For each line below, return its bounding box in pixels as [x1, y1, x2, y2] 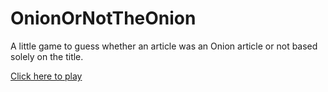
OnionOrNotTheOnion [10, 7, 197, 30]
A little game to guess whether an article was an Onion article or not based [10, 40, 318, 52]
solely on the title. [10, 50, 84, 62]
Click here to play [10, 70, 83, 82]
